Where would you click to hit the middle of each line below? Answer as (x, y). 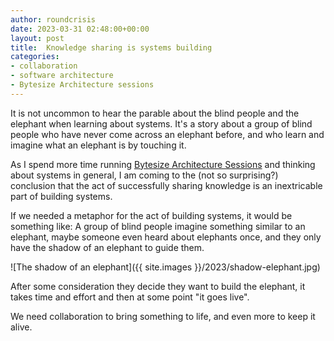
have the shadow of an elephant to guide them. (107, 247)
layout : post (37, 38)
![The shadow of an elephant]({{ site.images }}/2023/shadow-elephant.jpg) (165, 267)
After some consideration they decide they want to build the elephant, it (158, 286)
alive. (21, 327)
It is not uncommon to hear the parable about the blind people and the (155, 113)
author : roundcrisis (53, 19)
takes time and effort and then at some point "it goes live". (130, 297)
